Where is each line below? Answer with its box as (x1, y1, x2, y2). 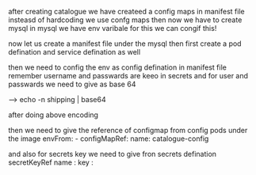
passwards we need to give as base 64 (8, 79, 136, 89)
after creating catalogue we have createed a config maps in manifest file (8, 7, 245, 16)
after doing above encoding (8, 110, 99, 120)
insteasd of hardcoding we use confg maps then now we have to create (8, 15, 243, 25)
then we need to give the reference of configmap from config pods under (8, 126, 248, 135)
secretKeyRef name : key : (8, 158, 94, 167)
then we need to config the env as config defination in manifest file (8, 63, 227, 72)
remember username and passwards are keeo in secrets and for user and (8, 71, 248, 80)
